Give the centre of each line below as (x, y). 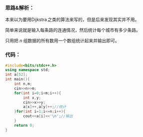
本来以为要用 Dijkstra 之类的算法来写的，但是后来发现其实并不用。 (72, 20)
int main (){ (17, 79)
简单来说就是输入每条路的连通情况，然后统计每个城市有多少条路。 (73, 30)
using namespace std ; (28, 70)
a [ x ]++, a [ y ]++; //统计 (45, 107)
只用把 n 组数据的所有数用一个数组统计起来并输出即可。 (62, 41)
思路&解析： (20, 7)
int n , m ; (23, 84)
